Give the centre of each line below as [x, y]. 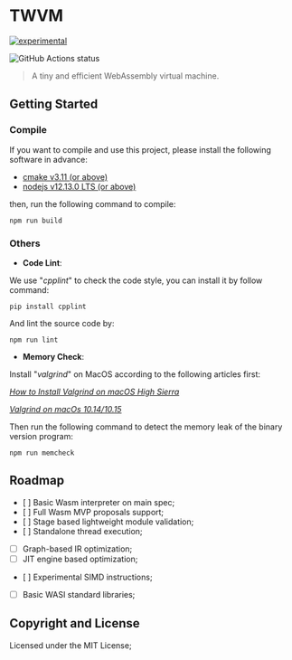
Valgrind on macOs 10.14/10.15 [66, 409]
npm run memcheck [42, 453]
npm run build [36, 221]
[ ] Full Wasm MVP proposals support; [93, 512]
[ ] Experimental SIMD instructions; [87, 577]
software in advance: [48, 159]
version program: [42, 436]
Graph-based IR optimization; [77, 549]
